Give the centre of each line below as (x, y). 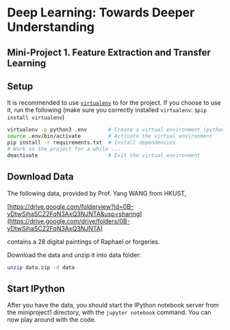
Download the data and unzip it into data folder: (74, 255)
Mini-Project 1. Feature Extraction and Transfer (109, 52)
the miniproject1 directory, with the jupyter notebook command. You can (109, 312)
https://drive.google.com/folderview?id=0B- (72, 206)
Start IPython (36, 289)
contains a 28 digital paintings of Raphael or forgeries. (84, 242)
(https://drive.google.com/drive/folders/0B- (68, 221)
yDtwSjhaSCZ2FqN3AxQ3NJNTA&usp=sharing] (75, 214)
